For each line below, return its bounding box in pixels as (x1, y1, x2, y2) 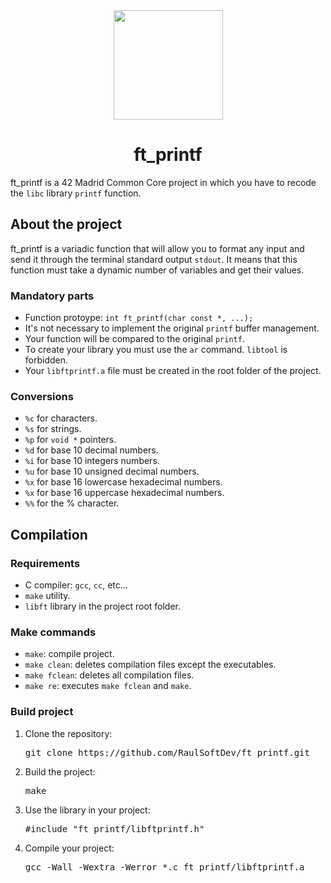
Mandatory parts (10, 289, 95, 303)
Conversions (10, 389, 74, 403)
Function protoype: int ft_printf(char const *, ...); (24, 312, 254, 324)
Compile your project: (24, 842, 115, 854)
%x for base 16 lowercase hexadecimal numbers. (24, 476, 223, 488)
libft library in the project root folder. (24, 600, 182, 613)
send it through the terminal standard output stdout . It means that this (10, 253, 298, 265)
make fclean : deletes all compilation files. (24, 669, 195, 681)
